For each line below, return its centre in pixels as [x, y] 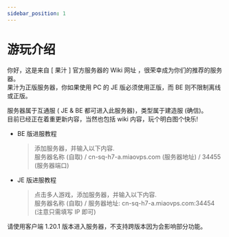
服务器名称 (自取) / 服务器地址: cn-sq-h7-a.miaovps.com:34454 [124, 203]
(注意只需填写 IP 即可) [65, 212]
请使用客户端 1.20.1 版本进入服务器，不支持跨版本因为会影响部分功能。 [107, 226]
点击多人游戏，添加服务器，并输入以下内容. [95, 194]
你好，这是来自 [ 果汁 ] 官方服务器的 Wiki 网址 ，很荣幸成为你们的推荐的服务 [115, 70]
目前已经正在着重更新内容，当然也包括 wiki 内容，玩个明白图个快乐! [102, 119]
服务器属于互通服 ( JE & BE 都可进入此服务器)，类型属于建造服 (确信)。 [107, 110]
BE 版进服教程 [37, 133]
